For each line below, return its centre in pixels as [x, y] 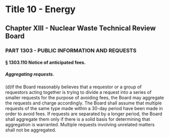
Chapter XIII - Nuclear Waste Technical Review [81, 28]
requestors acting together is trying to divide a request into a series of [78, 92]
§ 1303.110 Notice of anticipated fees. [46, 62]
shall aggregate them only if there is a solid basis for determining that [78, 119]
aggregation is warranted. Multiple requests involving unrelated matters [80, 125]
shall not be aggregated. [31, 130]
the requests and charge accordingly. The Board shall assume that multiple [84, 103]
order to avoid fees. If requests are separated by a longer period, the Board [84, 114]
